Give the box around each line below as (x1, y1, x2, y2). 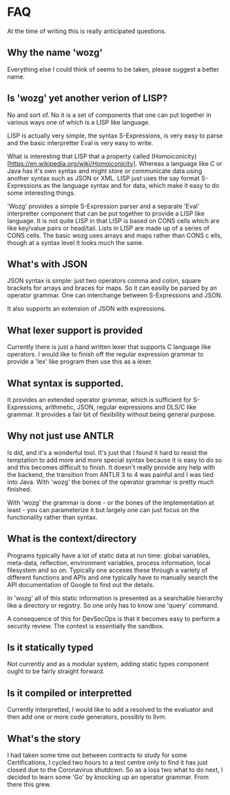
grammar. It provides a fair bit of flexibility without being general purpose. (7, 410, 216, 418)
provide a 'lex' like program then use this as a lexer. (7, 357, 153, 365)
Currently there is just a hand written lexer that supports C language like (7, 343, 211, 351)
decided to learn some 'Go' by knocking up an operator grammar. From (7, 773, 209, 781)
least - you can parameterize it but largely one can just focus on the (7, 505, 200, 513)
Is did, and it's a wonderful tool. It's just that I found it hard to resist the (7, 448, 208, 456)
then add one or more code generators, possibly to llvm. (7, 713, 167, 721)
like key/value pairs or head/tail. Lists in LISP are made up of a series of (7, 224, 210, 232)
